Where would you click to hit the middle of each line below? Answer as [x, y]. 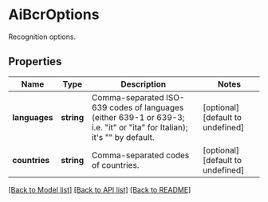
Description [143, 84]
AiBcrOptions [54, 15]
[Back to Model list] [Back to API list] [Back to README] [100, 189]
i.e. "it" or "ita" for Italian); [140, 127]
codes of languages [146, 107]
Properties [35, 62]
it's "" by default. [123, 137]
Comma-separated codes [140, 155]
